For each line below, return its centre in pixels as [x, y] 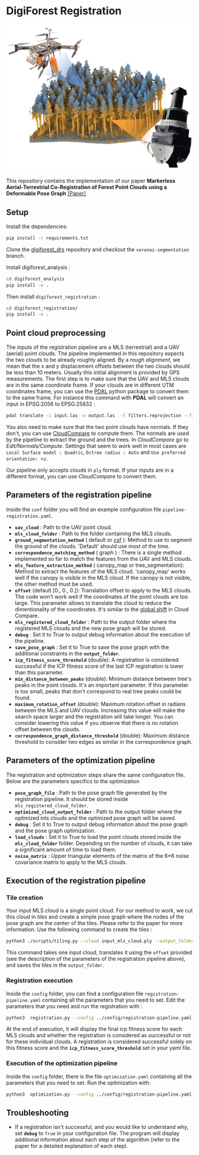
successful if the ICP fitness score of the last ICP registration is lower [99, 666]
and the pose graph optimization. [55, 831]
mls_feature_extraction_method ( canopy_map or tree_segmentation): [99, 565]
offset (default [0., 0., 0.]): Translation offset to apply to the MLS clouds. [103, 590]
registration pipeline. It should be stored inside [71, 799]
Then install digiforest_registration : [53, 296]
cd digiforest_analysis [36, 279]
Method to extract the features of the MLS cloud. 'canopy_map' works [100, 571]
